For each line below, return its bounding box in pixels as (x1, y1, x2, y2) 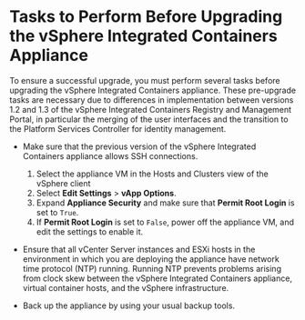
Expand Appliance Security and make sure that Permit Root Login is (36, 197, 295, 208)
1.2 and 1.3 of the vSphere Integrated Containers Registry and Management (9, 104, 292, 115)
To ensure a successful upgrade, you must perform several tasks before (9, 75, 280, 85)
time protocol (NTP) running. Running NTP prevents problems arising (22, 263, 282, 274)
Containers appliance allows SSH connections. (22, 150, 198, 161)
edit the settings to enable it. (36, 225, 144, 237)
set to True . (36, 206, 79, 217)
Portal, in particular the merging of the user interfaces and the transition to (9, 114, 289, 125)
